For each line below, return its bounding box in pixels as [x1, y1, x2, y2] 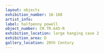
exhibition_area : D [5, 36, 47, 41]
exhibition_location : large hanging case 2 [5, 31, 99, 36]
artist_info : [5, 17, 33, 22]
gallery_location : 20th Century [5, 40, 74, 45]
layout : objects [5, 7, 40, 13]
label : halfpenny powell [5, 21, 58, 27]
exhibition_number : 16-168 [5, 12, 63, 17]
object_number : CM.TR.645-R [5, 26, 65, 31]
